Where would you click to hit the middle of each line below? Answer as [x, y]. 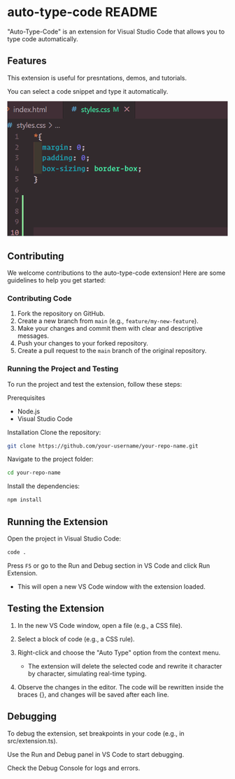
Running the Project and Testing [63, 369]
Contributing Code [40, 298]
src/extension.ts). [33, 741]
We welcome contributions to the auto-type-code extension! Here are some [116, 273]
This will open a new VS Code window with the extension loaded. [111, 586]
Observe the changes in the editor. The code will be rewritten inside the [120, 687]
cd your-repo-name [34, 473]
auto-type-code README [83, 12]
